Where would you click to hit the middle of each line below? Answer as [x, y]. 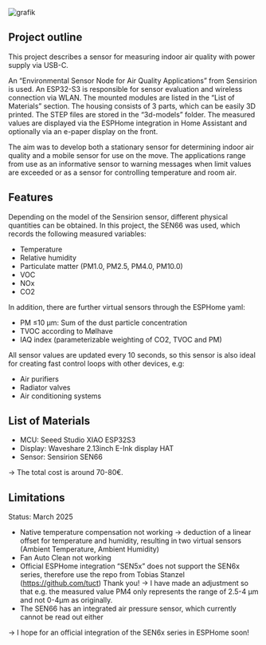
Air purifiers [39, 378]
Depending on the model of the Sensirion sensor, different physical [118, 216]
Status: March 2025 [41, 517]
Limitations [37, 498]
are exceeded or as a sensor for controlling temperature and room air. [123, 172]
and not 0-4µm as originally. [66, 600]
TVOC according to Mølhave [66, 330]
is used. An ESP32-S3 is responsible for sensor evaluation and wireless [125, 89]
